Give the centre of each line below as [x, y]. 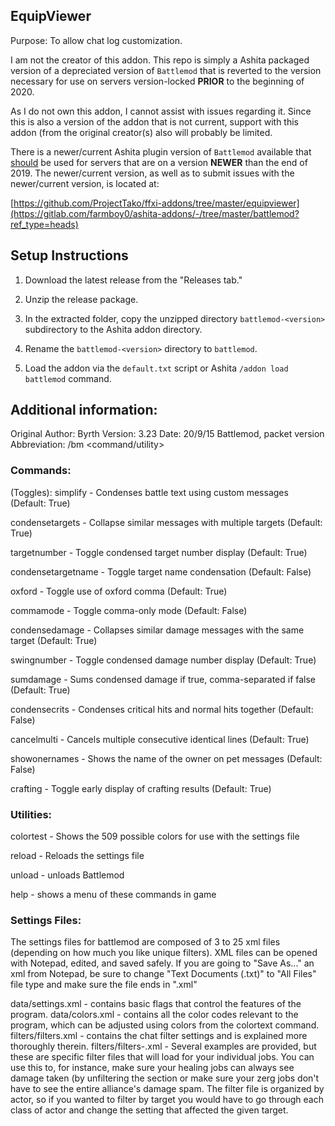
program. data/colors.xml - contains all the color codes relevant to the [154, 1015]
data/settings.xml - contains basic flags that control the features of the [156, 1004]
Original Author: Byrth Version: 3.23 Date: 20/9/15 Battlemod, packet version [167, 434]
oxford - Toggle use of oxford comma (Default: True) [119, 591]
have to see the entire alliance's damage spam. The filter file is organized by [167, 1089]
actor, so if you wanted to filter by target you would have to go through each [167, 1100]
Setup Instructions [69, 255]
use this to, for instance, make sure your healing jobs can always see [152, 1068]
